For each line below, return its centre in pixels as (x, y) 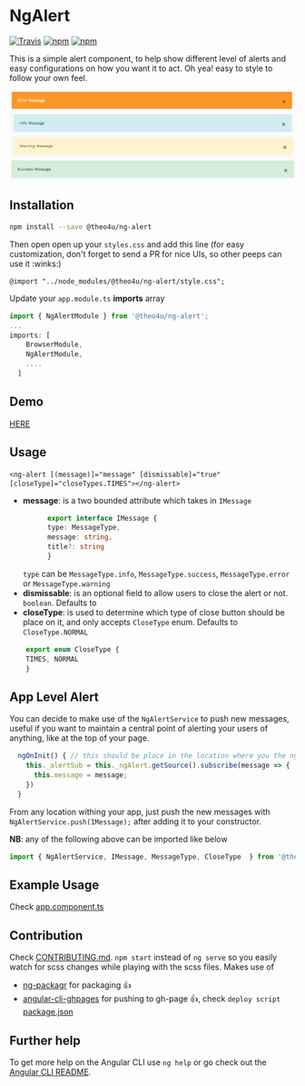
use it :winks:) (35, 264)
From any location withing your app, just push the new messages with (140, 812)
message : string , (80, 537)
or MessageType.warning (66, 583)
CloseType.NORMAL (55, 633)
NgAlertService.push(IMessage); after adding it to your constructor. (135, 821)
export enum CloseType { (73, 649)
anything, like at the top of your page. (79, 738)
